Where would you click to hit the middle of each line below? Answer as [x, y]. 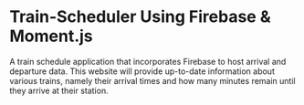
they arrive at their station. [59, 90]
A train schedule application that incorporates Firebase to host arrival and [148, 61]
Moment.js [51, 36]
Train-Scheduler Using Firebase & [140, 17]
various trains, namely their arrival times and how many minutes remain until [152, 80]
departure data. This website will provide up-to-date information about [142, 71]
